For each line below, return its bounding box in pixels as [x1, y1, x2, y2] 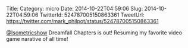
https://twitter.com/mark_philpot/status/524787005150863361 [6, 18, 159, 24]
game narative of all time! [6, 36, 68, 42]
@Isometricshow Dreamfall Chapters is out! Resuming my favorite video [6, 29, 183, 36]
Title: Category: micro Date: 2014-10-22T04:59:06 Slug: [6, 5, 143, 12]
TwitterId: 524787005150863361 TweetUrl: [39, 11, 145, 18]
